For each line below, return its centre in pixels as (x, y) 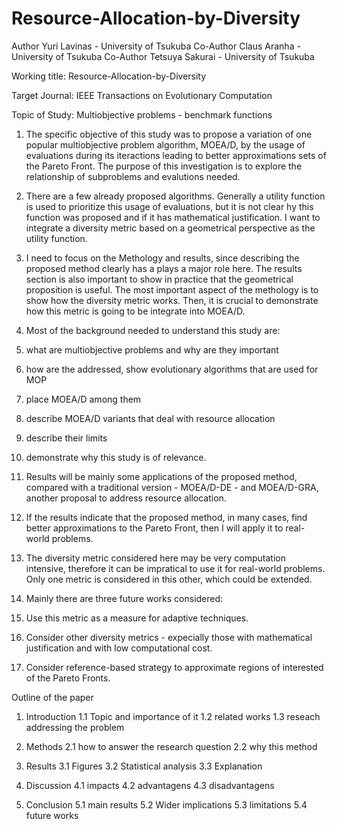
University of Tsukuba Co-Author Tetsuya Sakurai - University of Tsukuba (163, 56)
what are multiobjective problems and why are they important (152, 349)
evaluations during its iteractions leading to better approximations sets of (176, 155)
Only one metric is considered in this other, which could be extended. (169, 579)
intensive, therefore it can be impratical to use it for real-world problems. (175, 568)
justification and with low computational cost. (119, 648)
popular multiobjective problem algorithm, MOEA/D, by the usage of (165, 144)
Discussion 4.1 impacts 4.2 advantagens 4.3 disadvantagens (150, 785)
